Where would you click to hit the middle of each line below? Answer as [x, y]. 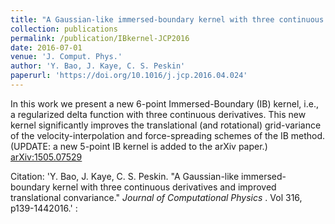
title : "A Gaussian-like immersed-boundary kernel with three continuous [167, 19]
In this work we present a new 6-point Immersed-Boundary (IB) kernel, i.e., [164, 103]
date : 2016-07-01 [46, 47]
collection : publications [64, 29]
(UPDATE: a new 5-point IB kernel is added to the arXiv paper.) [139, 146]
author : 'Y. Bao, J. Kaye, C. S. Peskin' [98, 66]
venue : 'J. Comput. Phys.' [66, 57]
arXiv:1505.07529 [46, 157]
